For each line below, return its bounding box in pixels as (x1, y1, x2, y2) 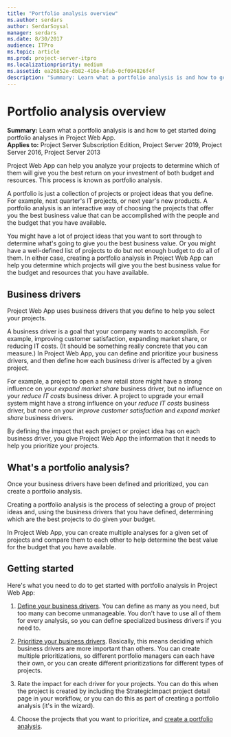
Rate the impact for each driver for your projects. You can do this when (16, 679, 219, 687)
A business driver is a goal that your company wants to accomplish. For (7, 327, 210, 335)
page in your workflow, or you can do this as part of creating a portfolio (16, 694, 219, 702)
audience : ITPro (7, 42, 54, 49)
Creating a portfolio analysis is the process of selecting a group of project (7, 500, 216, 509)
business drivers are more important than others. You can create (16, 644, 201, 652)
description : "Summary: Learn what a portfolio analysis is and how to (7, 74, 217, 81)
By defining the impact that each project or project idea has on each (7, 427, 201, 435)
